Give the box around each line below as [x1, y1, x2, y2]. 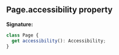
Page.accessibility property [6, 5, 113, 15]
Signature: [6, 20, 33, 27]
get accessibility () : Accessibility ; [11, 38, 106, 44]
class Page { [6, 32, 39, 38]
